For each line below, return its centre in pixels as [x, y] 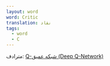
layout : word [22, 12]
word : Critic [22, 17]
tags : [13, 28]
